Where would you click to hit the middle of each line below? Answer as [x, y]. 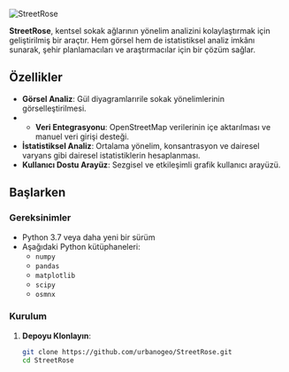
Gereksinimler [40, 218]
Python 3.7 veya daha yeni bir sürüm [88, 237]
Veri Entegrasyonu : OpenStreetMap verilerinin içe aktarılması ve [153, 127]
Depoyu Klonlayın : [56, 336]
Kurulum [28, 316]
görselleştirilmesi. [54, 108]
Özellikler [36, 77]
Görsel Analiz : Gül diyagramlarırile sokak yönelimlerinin [123, 98]
